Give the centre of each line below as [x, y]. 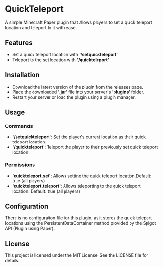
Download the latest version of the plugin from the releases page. [77, 87]
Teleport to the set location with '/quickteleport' [60, 60]
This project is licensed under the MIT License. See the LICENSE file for [77, 255]
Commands [19, 126]
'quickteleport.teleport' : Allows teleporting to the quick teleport [76, 186]
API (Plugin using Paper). [30, 228]
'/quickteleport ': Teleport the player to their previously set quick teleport [85, 147]
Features [19, 43]
